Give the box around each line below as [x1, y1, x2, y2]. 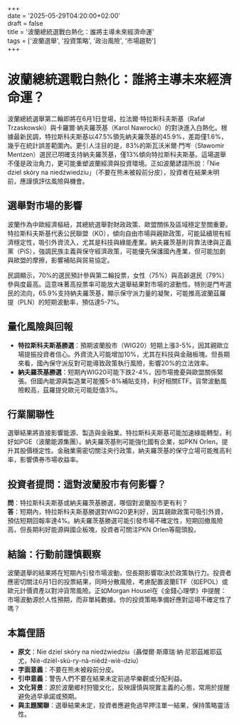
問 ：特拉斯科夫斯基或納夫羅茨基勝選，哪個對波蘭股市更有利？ [7, 499, 188, 507]
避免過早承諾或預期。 [17, 691, 80, 700]
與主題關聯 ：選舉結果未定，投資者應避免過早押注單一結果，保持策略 [17, 701, 218, 709]
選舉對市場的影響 [7, 200, 83, 212]
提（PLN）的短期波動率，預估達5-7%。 [7, 298, 123, 306]
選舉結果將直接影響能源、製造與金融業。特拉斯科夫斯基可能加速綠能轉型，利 [7, 429, 232, 437]
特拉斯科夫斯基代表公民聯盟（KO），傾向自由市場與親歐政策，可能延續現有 [7, 229, 225, 238]
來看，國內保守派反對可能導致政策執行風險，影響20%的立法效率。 [17, 358, 213, 367]
